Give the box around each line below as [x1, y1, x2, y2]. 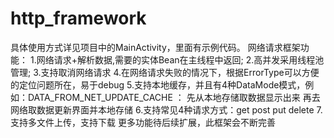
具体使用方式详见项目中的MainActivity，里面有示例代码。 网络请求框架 [10, 41, 301, 53]
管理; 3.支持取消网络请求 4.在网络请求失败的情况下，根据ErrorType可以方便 [10, 66, 320, 78]
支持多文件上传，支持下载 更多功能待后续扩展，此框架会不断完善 [10, 116, 276, 128]
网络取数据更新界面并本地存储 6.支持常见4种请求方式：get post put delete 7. [10, 103, 323, 116]
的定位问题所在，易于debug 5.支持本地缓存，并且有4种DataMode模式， [10, 78, 306, 91]
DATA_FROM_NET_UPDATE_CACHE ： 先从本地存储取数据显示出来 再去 [27, 91, 321, 103]
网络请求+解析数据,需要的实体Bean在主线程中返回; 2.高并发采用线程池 [36, 53, 325, 66]
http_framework [10, 7, 147, 30]
